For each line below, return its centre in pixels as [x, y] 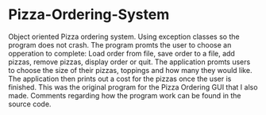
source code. [30, 104]
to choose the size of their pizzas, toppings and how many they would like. [130, 70]
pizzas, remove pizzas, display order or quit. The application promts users [129, 62]
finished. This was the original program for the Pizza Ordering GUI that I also [133, 87]
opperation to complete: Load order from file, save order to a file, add [122, 53]
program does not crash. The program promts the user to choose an [120, 44]
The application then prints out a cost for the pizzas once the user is [120, 79]
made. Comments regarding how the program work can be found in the [125, 95]
